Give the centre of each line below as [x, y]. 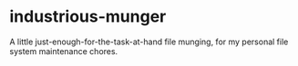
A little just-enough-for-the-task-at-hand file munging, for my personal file [149, 42]
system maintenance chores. [64, 51]
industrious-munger [88, 17]
